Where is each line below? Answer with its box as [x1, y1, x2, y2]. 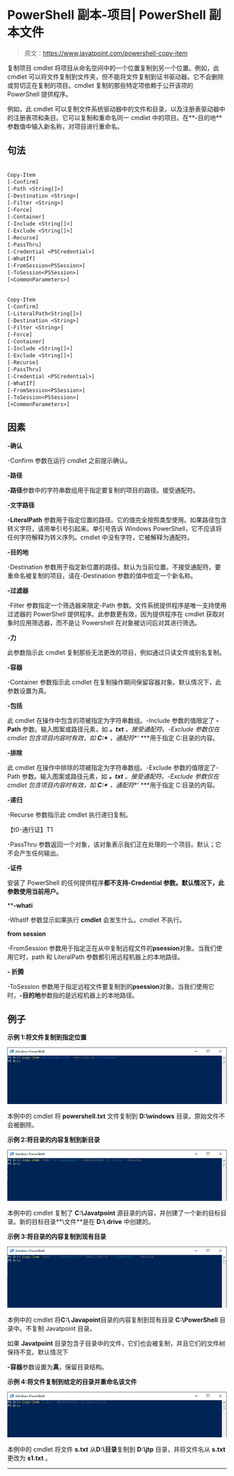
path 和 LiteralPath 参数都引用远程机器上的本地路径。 [31, 953, 185, 961]
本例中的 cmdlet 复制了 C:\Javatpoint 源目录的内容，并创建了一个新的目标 [7, 1209, 221, 1217]
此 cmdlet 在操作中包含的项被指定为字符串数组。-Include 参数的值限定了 [7, 716, 214, 724]
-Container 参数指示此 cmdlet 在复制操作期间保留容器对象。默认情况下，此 [7, 678, 221, 686]
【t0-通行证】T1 [7, 825, 54, 833]
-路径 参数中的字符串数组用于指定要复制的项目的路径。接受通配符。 [7, 486, 200, 494]
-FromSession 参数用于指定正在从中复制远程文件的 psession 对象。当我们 [7, 944, 217, 952]
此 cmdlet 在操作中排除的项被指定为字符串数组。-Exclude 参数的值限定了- [7, 763, 219, 772]
